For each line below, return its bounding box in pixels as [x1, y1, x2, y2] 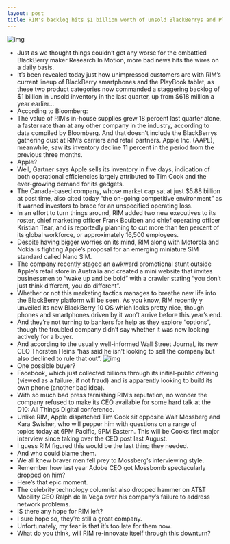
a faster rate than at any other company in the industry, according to [16, 121, 210, 129]
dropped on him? [16, 471, 66, 479]
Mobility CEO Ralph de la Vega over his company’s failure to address [16, 493, 210, 501]
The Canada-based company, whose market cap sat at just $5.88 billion [16, 186, 220, 195]
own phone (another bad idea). [16, 383, 105, 391]
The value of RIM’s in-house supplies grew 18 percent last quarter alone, [16, 114, 222, 122]
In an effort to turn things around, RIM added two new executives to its [16, 208, 216, 217]
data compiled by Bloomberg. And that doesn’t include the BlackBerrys [16, 128, 218, 137]
